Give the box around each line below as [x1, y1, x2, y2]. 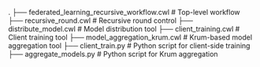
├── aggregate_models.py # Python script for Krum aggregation [8, 50, 218, 58]
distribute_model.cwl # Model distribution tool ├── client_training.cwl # [8, 24, 240, 33]
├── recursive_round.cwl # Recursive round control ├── [8, 16, 193, 25]
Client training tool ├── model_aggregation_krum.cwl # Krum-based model [8, 32, 253, 42]
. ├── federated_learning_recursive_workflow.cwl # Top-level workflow [8, 8, 240, 17]
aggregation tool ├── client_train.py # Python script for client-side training [8, 41, 251, 50]
